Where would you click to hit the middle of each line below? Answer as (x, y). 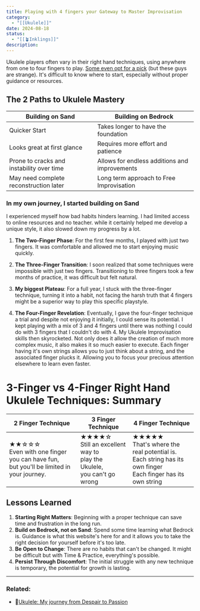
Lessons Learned (39, 503)
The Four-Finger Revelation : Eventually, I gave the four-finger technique (104, 313)
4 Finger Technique (162, 423)
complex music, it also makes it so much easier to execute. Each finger (102, 345)
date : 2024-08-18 (28, 28)
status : (16, 34)
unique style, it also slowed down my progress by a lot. (74, 229)
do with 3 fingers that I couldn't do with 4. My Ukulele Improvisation (98, 332)
